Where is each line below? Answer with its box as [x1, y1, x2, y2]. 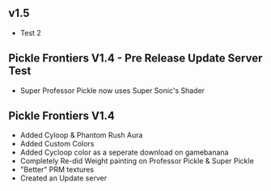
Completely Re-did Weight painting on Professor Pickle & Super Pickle [19, 156, 255, 166]
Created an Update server [19, 173, 108, 183]
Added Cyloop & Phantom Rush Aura [19, 130, 143, 140]
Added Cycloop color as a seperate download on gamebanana [19, 147, 229, 157]
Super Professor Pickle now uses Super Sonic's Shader [19, 85, 205, 95]
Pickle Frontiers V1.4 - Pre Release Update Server [8, 52, 263, 66]
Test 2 [19, 28, 42, 37]
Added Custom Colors [19, 139, 95, 149]
